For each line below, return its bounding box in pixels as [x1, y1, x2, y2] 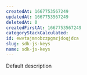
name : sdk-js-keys [6, 47, 50, 52]
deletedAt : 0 [6, 19, 38, 25]
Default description [6, 62, 52, 69]
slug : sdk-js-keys [6, 41, 50, 47]
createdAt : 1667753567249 [6, 8, 68, 15]
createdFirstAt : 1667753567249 [6, 24, 82, 31]
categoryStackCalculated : [6, 30, 68, 36]
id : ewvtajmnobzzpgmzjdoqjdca [6, 35, 79, 41]
